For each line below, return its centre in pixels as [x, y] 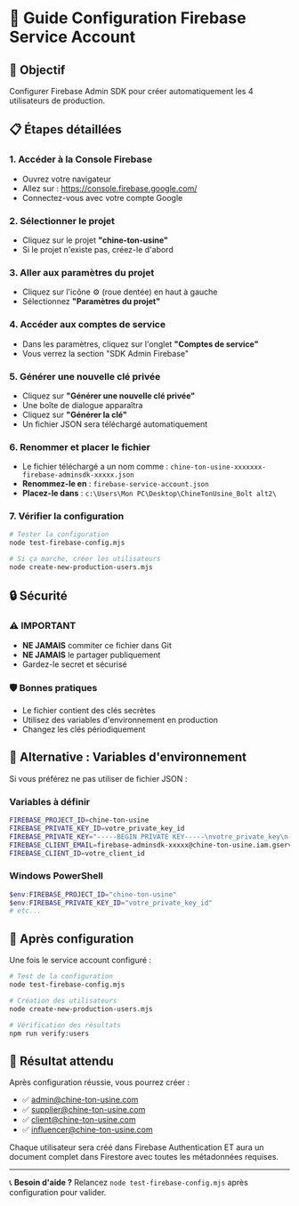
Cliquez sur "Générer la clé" [74, 414]
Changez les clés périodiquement [84, 729]
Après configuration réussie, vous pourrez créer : [99, 1082]
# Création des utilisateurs [63, 1001]
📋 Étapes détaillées [65, 129]
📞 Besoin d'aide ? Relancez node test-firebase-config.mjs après [129, 1183]
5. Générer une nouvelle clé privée [85, 376]
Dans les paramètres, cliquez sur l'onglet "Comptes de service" [140, 344]
